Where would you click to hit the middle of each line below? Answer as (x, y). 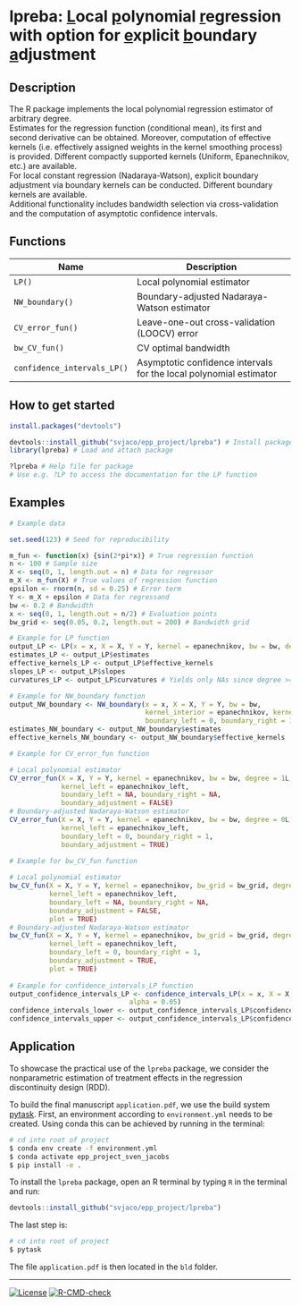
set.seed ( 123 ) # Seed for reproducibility (89, 539)
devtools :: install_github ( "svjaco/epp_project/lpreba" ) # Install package (151, 442)
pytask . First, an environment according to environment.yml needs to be (141, 1114)
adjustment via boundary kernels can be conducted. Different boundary (141, 185)
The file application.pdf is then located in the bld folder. (114, 1267)
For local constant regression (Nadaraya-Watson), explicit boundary (134, 175)
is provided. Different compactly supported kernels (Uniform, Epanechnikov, (150, 157)
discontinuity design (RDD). (60, 1087)
